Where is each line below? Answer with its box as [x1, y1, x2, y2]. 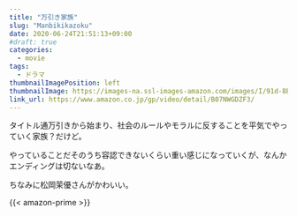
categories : [9, 46, 53, 55]
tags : [9, 63, 29, 71]
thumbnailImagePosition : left [9, 78, 121, 87]
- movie [17, 54, 46, 63]
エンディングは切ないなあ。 [9, 160, 110, 172]
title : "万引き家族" [9, 12, 78, 22]
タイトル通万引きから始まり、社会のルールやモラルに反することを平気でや [9, 120, 280, 130]
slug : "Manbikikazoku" [9, 21, 93, 30]
